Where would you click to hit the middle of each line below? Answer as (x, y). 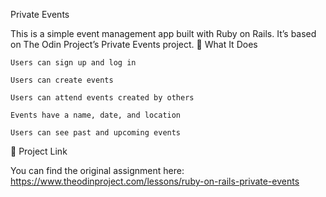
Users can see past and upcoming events (96, 133)
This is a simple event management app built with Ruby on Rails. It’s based (163, 33)
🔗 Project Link (39, 151)
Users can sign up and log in (73, 63)
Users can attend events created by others (102, 98)
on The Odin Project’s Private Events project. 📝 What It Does (134, 44)
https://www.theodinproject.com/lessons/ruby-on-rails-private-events (155, 181)
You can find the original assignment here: (97, 170)
